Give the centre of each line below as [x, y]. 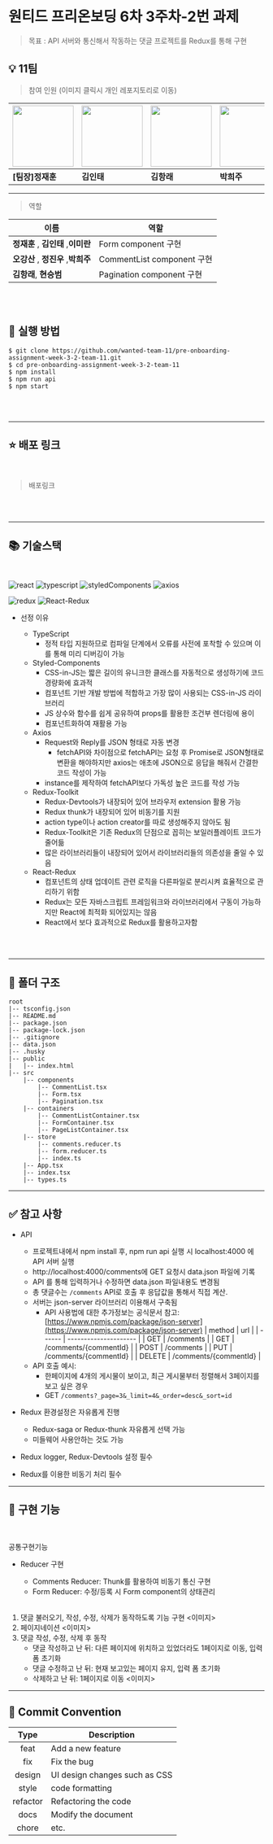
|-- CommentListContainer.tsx [89, 1116]
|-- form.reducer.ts [72, 1151]
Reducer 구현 [42, 1564]
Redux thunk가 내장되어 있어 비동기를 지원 [112, 812]
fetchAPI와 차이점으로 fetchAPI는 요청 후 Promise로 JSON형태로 [160, 753]
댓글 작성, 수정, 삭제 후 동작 [63, 1637]
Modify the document [92, 1815]
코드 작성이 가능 [82, 773]
